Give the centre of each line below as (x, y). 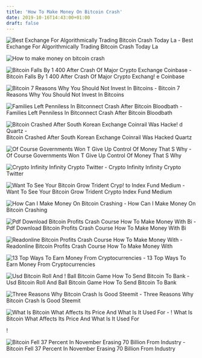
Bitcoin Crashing (27, 210)
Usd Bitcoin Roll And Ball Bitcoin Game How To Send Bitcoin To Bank (91, 282)
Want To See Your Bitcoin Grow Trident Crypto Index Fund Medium (89, 192)
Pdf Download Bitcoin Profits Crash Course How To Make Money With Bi (96, 228)
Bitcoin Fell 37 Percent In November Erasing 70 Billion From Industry (91, 349)
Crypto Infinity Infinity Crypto (145, 168)
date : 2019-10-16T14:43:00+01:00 (48, 18)
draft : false (23, 23)
